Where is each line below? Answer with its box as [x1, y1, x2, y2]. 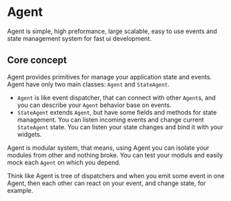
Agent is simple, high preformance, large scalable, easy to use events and [7, 27, 217, 35]
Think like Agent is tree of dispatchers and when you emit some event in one [7, 171, 225, 180]
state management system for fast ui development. [7, 34, 152, 42]
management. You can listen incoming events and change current [17, 115, 205, 124]
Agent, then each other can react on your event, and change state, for [7, 179, 206, 187]
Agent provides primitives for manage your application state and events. [7, 73, 212, 81]
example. [7, 186, 33, 194]
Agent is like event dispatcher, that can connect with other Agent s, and [17, 93, 216, 102]
